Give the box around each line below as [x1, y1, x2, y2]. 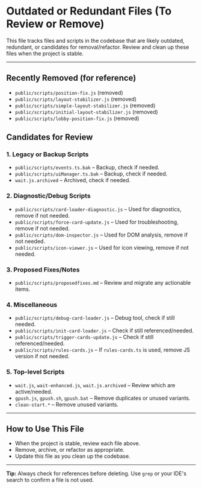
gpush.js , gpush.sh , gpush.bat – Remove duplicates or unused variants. [14, 394, 191, 402]
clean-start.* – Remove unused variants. [14, 401, 119, 408]
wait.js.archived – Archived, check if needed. [14, 177, 131, 184]
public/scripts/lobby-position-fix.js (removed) [14, 115, 139, 122]
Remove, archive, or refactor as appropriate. [14, 446, 125, 454]
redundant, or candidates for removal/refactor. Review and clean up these [6, 43, 189, 51]
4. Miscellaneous [6, 300, 58, 309]
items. [14, 285, 31, 293]
